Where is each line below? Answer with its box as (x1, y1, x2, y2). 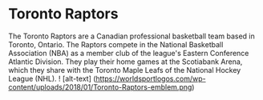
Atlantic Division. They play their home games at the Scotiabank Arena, (8, 57, 243, 66)
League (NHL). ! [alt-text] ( (8, 74, 96, 83)
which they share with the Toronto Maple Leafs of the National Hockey (8, 65, 241, 74)
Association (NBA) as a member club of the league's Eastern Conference (8, 48, 249, 58)
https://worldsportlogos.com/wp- (95, 74, 206, 83)
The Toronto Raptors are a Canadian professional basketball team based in (8, 31, 255, 41)
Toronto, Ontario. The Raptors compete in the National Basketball (8, 39, 224, 49)
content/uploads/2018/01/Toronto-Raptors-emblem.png (8, 82, 192, 92)
